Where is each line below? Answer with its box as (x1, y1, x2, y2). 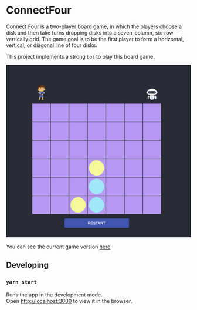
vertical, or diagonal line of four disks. (6, 42, 98, 49)
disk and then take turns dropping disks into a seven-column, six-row (6, 29, 174, 36)
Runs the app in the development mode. (6, 291, 103, 298)
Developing (6, 260, 49, 270)
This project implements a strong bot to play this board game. (6, 53, 155, 60)
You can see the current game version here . (6, 243, 113, 250)
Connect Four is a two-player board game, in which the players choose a (6, 23, 182, 30)
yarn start (6, 279, 37, 285)
